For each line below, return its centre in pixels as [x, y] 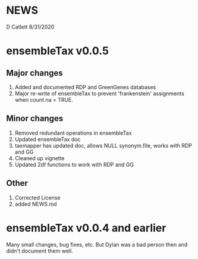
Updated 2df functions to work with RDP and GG [74, 164]
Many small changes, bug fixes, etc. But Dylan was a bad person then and [97, 244]
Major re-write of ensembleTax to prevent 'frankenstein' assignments [99, 93]
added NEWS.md [36, 204]
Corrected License [37, 198]
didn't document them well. [40, 251]
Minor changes [35, 119]
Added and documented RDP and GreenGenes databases [85, 87]
